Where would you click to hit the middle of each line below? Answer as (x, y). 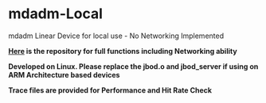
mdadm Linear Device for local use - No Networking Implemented (116, 36)
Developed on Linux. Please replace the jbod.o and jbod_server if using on (133, 66)
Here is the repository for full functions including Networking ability (123, 51)
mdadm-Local (56, 14)
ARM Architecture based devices (64, 74)
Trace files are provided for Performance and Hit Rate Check (110, 90)
